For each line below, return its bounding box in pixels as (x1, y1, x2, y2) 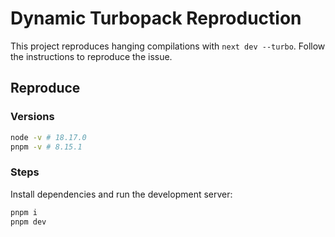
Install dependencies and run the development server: (10, 188, 233, 200)
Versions (10, 110, 55, 124)
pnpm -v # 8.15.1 (10, 142, 83, 152)
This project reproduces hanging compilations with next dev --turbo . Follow (10, 40, 326, 52)
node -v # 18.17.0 (10, 132, 87, 142)
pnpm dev (10, 217, 47, 227)
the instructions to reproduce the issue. (10, 50, 173, 62)
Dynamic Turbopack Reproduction (10, 7, 302, 30)
